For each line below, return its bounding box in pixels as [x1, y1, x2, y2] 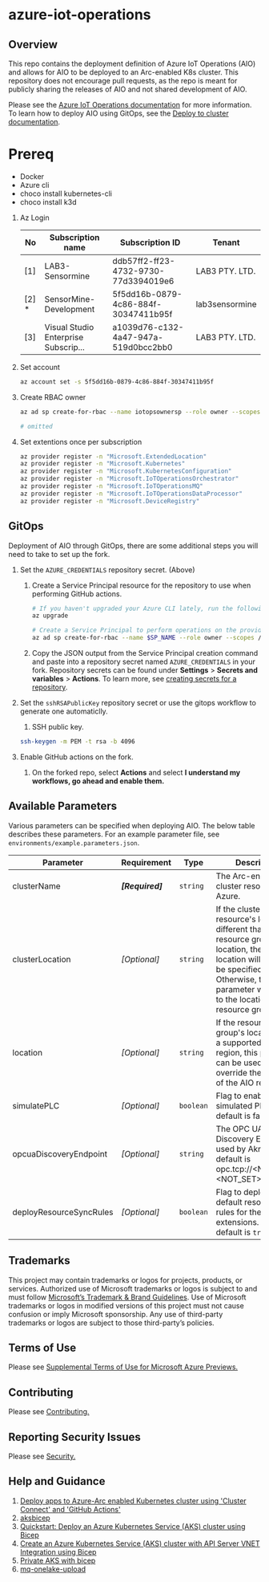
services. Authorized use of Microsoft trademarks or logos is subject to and [8, 1283, 258, 1293]
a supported [215, 1037, 262, 1048]
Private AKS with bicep [19, 1556, 96, 1565]
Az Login [19, 213, 50, 222]
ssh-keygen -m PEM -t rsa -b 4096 [19, 738, 135, 746]
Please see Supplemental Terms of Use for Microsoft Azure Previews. [8, 1362, 239, 1372]
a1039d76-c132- [112, 321, 184, 332]
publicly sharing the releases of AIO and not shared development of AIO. [8, 84, 247, 94]
